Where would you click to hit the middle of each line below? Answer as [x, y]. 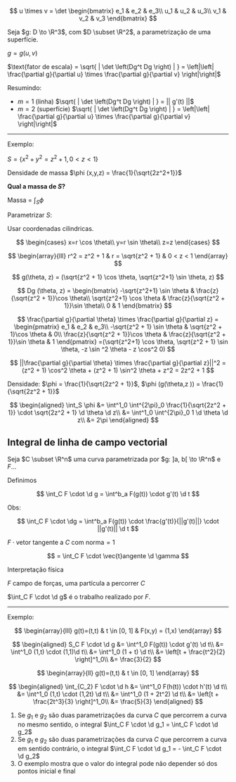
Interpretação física [36, 569]
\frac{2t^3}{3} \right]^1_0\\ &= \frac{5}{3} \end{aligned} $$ [118, 702]
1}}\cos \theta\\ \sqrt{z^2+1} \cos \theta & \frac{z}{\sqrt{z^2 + [136, 298]
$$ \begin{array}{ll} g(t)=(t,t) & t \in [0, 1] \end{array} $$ [118, 673]
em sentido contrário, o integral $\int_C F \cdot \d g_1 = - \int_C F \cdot [119, 748]
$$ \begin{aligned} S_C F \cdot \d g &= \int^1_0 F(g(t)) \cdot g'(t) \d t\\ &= [118, 645]
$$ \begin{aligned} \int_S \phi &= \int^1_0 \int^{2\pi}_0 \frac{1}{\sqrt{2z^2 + [118, 405]
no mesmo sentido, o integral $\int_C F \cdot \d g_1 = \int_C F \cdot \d [118, 724]
